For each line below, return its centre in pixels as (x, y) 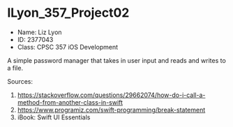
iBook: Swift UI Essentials (54, 117)
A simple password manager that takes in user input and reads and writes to (117, 60)
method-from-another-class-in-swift (70, 102)
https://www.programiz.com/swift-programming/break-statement (111, 110)
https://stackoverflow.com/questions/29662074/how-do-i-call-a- (111, 95)
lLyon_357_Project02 (68, 13)
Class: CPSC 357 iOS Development (68, 47)
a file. (15, 68)
